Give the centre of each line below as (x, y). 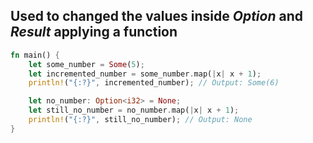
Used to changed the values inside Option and (156, 16)
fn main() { (35, 55)
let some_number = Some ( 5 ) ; (86, 64)
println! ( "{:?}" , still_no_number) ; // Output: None (140, 120)
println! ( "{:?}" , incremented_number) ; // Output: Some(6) (154, 83)
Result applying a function (94, 32)
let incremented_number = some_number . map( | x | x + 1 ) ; (145, 74)
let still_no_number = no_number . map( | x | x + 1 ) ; (134, 110)
